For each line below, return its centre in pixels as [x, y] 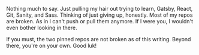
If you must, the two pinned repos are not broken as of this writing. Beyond [99, 39]
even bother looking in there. [42, 27]
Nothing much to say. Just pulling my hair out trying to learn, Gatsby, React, [99, 9]
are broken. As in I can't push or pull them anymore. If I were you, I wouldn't [100, 21]
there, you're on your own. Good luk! [52, 45]
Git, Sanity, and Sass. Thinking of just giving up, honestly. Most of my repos [99, 15]
